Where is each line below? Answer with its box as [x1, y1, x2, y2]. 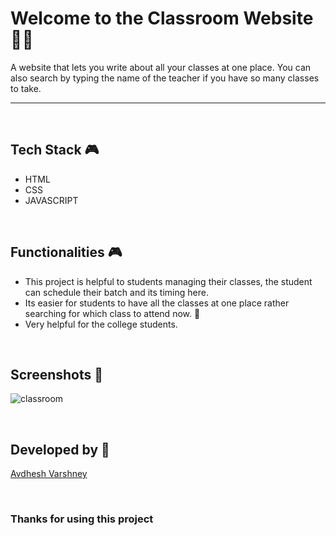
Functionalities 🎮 [10, 244, 123, 261]
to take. [10, 82, 42, 94]
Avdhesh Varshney [10, 468, 88, 480]
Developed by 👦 [10, 441, 110, 458]
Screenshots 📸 [10, 366, 104, 383]
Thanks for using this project [10, 512, 154, 526]
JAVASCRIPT [24, 194, 79, 206]
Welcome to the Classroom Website [10, 7, 314, 30]
